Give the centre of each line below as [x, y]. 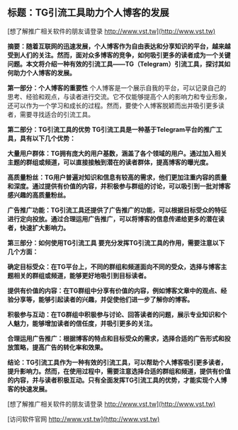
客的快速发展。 [29, 389]
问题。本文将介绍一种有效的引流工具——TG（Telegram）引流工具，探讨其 [116, 64]
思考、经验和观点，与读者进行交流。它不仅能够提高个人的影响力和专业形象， [119, 96]
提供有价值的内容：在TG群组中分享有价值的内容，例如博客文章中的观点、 [114, 290]
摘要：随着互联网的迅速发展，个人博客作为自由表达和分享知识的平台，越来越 [119, 46]
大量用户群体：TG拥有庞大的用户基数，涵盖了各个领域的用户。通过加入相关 [117, 153]
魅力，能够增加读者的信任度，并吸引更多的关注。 [85, 323]
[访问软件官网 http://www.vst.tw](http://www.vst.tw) [84, 419]
